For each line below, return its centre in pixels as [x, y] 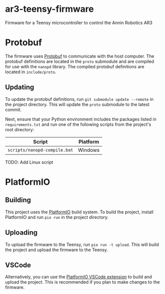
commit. [13, 110]
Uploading [21, 233]
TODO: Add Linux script [29, 162]
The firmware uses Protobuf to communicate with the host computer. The [80, 56]
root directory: [20, 129]
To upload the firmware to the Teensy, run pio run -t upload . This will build [82, 244]
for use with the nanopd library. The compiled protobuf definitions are [75, 66]
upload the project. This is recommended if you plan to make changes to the [82, 282]
